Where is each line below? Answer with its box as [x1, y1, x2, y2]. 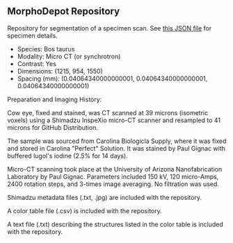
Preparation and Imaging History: [7, 95, 102, 103]
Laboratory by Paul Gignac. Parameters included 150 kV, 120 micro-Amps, [7, 172, 219, 181]
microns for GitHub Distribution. [7, 123, 99, 131]
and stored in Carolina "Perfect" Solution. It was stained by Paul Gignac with [7, 144, 226, 152]
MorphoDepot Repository [7, 6, 120, 17]
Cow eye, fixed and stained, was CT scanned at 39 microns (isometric [7, 108, 209, 117]
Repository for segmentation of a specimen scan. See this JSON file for [7, 24, 212, 32]
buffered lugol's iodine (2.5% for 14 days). [7, 151, 128, 160]
